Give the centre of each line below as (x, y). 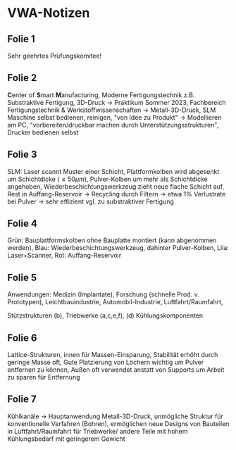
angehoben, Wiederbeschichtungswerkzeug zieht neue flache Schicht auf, (116, 186)
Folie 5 (22, 277)
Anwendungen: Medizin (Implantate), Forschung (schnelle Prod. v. (103, 294)
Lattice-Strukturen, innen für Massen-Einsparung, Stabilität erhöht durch (113, 355)
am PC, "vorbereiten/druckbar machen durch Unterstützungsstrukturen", (113, 125)
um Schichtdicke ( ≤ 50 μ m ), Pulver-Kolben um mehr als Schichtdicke (107, 179)
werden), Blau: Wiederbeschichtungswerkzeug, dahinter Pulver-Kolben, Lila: (118, 248)
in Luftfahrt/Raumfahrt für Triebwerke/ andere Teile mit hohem (98, 431)
